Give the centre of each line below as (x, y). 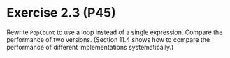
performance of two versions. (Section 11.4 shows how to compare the (108, 39)
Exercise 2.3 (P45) (61, 13)
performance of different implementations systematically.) (90, 47)
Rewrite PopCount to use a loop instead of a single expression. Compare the (115, 32)
